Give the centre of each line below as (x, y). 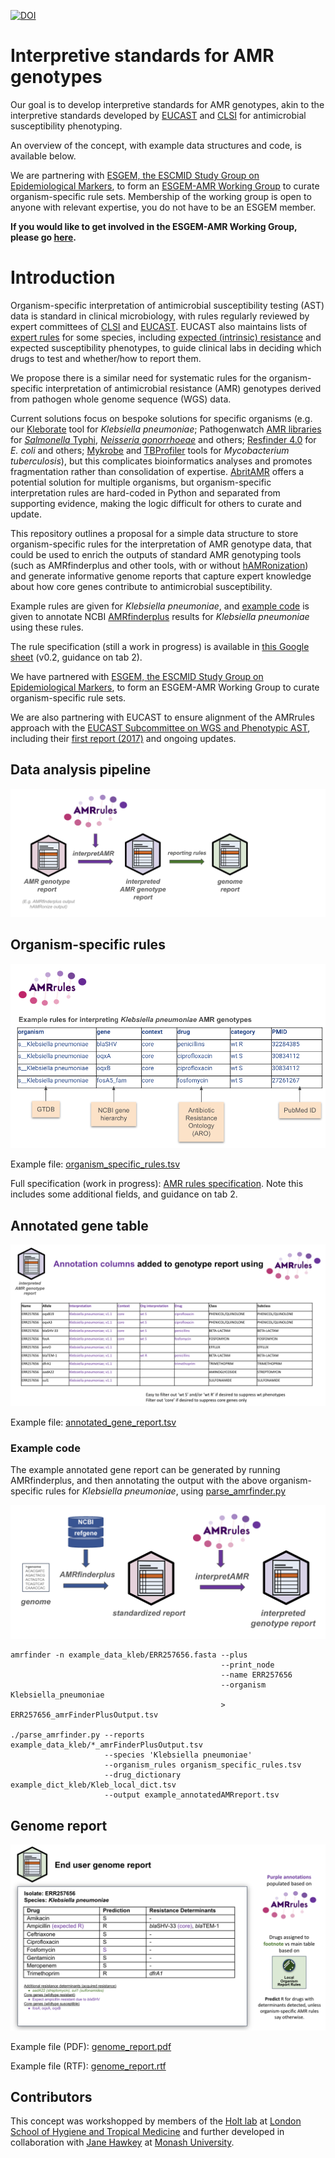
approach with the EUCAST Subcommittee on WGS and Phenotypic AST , (160, 727)
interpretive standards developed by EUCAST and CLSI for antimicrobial (158, 115)
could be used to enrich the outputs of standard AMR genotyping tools (156, 554)
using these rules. (47, 627)
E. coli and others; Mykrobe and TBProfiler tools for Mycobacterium (150, 450)
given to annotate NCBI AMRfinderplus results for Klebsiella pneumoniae (160, 616)
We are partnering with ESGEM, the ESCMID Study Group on (135, 175)
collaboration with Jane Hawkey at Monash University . (122, 2142)
